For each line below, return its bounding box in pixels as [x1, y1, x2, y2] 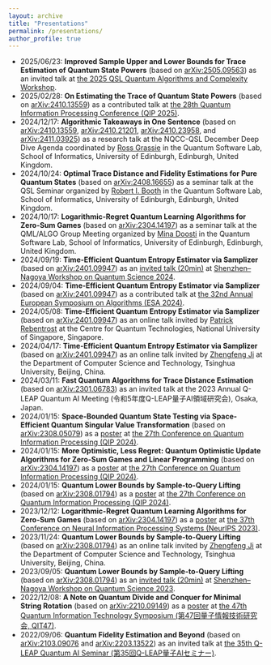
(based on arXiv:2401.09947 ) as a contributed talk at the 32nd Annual [19, 290, 253, 299]
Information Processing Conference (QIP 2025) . [19, 109, 180, 118]
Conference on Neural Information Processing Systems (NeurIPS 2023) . [19, 524, 260, 534]
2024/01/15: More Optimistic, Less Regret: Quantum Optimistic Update [19, 446, 261, 456]
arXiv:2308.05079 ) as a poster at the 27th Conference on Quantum [19, 429, 244, 439]
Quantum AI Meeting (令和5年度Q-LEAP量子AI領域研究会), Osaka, [40, 394, 259, 404]
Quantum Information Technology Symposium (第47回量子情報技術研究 [19, 611, 257, 620]
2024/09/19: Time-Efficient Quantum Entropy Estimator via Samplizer [19, 255, 259, 264]
